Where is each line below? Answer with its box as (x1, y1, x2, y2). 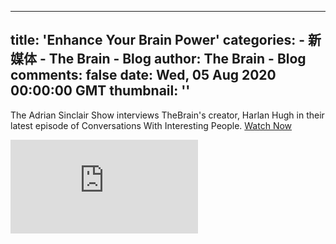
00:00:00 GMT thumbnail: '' (10, 82, 191, 100)
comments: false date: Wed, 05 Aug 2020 (10, 67, 277, 84)
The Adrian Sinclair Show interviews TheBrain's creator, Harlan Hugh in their (10, 109, 325, 121)
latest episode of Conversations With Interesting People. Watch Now (10, 119, 293, 131)
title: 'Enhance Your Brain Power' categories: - (10, 32, 306, 49)
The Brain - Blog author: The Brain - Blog (48, 51, 307, 68)
